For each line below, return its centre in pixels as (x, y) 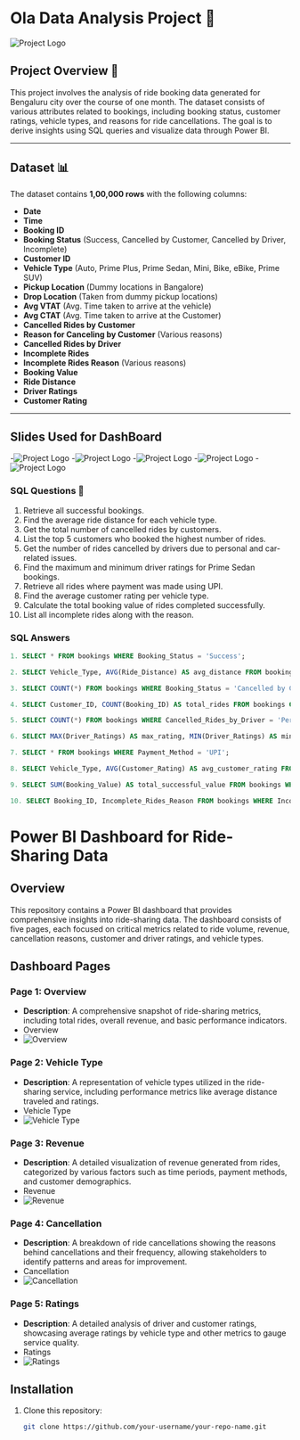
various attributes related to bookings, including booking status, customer (146, 111)
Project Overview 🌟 (65, 71)
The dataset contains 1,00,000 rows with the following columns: (129, 193)
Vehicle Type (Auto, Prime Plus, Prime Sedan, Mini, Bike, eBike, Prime (151, 267)
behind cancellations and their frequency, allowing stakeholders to (145, 1253)
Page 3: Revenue (48, 1143)
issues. (64, 557)
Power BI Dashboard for (100, 836)
